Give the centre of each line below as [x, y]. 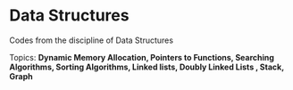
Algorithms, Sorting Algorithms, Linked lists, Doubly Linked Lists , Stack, [146, 67]
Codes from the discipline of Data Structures [92, 40]
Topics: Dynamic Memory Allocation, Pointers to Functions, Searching [142, 57]
